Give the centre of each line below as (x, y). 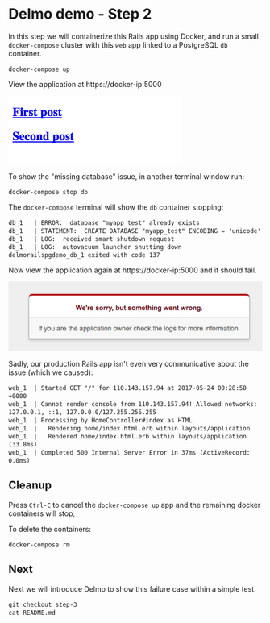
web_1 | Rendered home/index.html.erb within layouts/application (128, 436)
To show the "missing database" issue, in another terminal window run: (127, 176)
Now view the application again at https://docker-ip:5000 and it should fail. (133, 270)
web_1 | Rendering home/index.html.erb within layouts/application (129, 428)
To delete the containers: (50, 529)
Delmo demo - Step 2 (80, 14)
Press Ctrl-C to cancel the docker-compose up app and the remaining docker (135, 505)
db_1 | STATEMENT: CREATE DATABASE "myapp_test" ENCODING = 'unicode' (135, 231)
